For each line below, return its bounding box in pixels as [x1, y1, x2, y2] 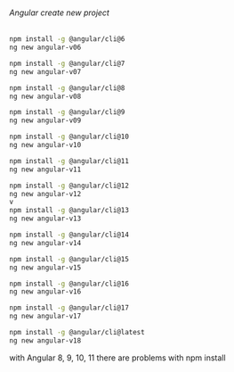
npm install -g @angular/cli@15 [9, 254, 129, 263]
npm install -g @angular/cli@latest [9, 328, 145, 337]
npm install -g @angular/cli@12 [9, 181, 129, 190]
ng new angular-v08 [9, 92, 82, 101]
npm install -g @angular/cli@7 [9, 59, 125, 68]
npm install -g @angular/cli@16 [9, 279, 129, 288]
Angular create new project [9, 7, 109, 18]
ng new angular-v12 [9, 189, 82, 198]
